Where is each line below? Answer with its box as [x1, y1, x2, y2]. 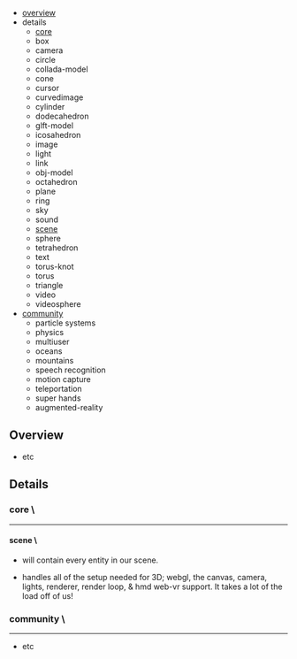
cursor [34, 83, 60, 93]
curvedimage [34, 92, 84, 103]
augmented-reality [34, 402, 103, 412]
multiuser [34, 336, 70, 347]
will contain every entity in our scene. [21, 555, 159, 565]
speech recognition [34, 364, 106, 375]
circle [34, 55, 56, 65]
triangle [34, 280, 64, 290]
